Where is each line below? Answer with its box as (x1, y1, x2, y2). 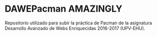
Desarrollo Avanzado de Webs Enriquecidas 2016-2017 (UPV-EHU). (5, 25, 145, 31)
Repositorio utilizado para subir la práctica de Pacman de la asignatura (5, 20, 152, 26)
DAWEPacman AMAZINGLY (5, 3, 123, 15)
